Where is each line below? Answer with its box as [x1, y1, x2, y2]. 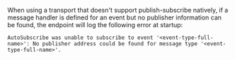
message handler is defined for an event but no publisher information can [7, 13, 222, 22]
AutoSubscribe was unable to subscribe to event [7, 34, 154, 41]
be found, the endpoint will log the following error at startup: [7, 21, 183, 29]
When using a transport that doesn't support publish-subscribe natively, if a [7, 6, 229, 14]
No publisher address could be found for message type [33, 40, 198, 47]
